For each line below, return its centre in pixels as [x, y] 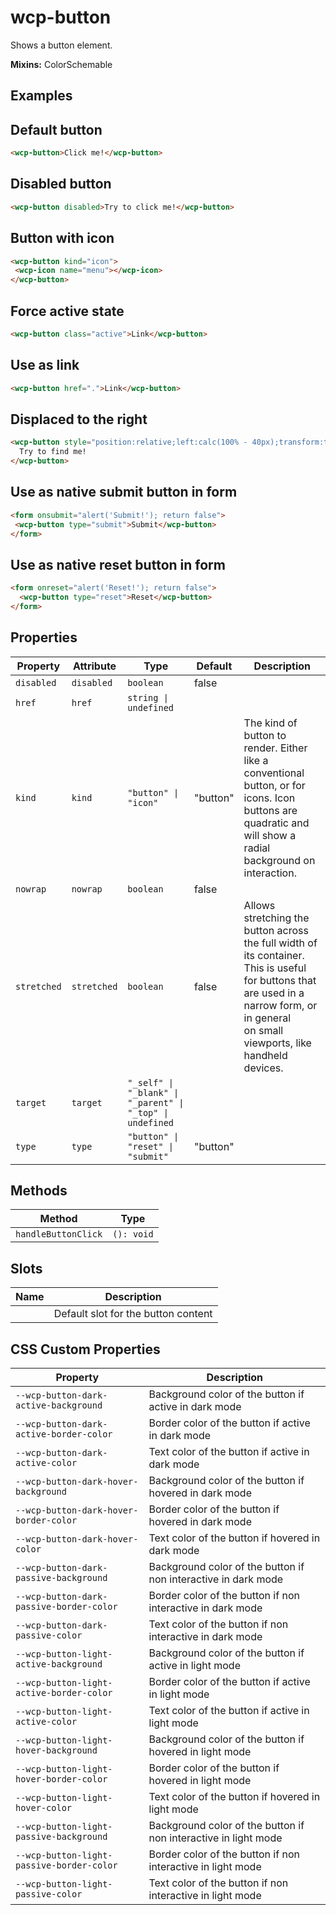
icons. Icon [269, 798]
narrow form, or [280, 1005]
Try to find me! [53, 452]
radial [257, 848]
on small [263, 1030]
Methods [39, 1191]
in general [267, 1018]
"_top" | [148, 1112]
